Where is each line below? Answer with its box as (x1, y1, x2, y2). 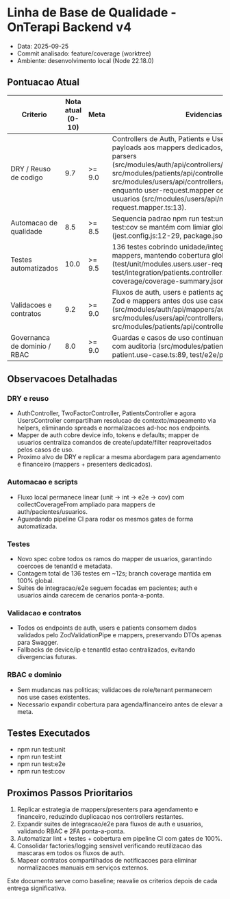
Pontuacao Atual (7, 77, 80, 88)
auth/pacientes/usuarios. (16, 507, 88, 515)
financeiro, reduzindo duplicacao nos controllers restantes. (16, 813, 184, 821)
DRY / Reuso (10, 164, 51, 173)
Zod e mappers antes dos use (112, 296, 208, 306)
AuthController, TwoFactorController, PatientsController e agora (16, 409, 196, 417)
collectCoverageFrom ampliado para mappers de (16, 500, 155, 508)
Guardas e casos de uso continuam (112, 332, 226, 342)
